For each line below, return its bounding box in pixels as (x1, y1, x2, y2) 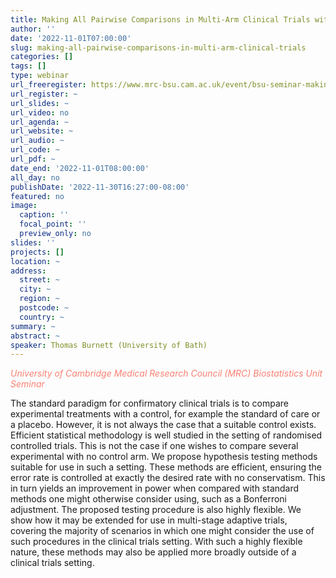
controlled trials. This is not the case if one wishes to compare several (10, 440, 299, 452)
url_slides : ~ (10, 98, 70, 108)
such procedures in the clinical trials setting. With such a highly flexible (10, 536, 303, 548)
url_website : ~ (10, 126, 74, 136)
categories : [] (10, 52, 74, 62)
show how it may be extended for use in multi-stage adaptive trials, (10, 514, 288, 526)
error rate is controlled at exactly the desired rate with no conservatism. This (10, 472, 326, 484)
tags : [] (10, 61, 47, 71)
